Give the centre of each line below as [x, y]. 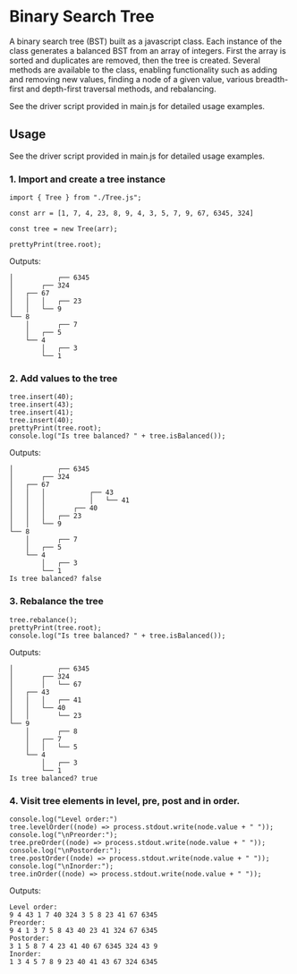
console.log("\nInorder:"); [62, 866]
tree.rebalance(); [43, 619]
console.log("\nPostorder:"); [66, 850]
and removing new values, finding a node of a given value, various [132, 79]
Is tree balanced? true [54, 778]
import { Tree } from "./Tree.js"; [76, 198]
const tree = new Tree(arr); [64, 229]
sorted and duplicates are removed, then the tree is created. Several [135, 60]
